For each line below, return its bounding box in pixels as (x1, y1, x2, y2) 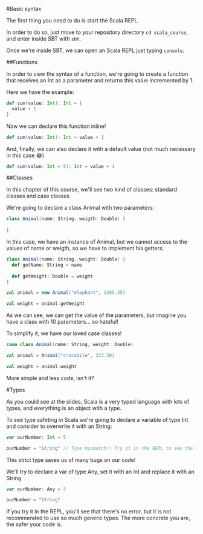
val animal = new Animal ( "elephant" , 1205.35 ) (6, 290, 126, 296)
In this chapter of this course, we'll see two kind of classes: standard (6, 186, 177, 193)
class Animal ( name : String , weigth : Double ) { (6, 216, 126, 222)
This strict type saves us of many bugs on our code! (6, 456, 136, 463)
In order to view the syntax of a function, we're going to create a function (6, 70, 188, 78)
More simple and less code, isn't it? (6, 374, 95, 381)
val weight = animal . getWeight (6, 301, 85, 307)
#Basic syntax (6, 5, 42, 12)
